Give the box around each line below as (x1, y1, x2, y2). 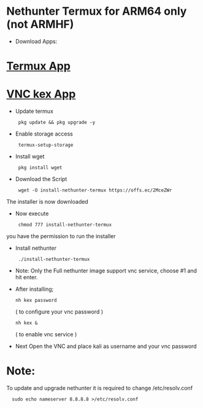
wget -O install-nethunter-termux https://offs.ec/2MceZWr (18, 187, 172, 194)
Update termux (15, 107, 54, 115)
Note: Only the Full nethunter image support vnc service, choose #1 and (15, 267, 197, 274)
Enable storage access (15, 130, 74, 137)
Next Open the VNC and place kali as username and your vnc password (15, 342, 197, 350)
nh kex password (15, 298, 57, 304)
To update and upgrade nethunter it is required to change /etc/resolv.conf (6, 385, 193, 391)
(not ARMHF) (6, 17, 74, 31)
